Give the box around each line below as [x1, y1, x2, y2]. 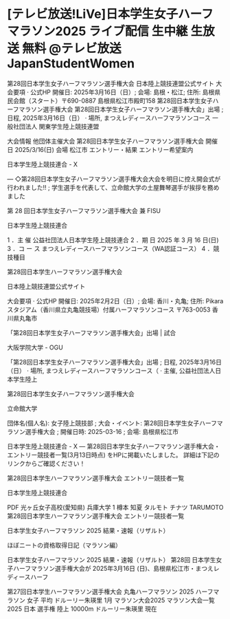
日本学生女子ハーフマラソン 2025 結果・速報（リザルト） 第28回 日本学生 [7, 555, 216, 564]
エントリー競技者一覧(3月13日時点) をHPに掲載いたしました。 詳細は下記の [7, 450, 220, 459]
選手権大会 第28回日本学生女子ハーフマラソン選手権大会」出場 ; [43, 105, 224, 113]
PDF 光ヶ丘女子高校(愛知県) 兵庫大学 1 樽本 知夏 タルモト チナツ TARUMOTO [7, 503, 224, 511]
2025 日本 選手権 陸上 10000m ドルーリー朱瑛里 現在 [7, 605, 158, 613]
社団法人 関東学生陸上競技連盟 [12, 122, 100, 131]
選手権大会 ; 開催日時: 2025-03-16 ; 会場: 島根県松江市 [25, 427, 179, 435]
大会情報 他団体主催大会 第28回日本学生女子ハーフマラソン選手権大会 [7, 137, 205, 145]
